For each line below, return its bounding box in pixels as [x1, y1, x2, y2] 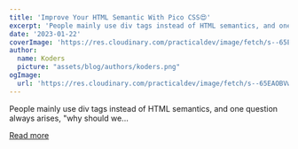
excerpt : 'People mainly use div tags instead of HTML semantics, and [9, 21, 276, 30]
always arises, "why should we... [9, 113, 129, 123]
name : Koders [17, 54, 66, 63]
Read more [9, 129, 50, 140]
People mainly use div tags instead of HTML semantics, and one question [9, 103, 278, 114]
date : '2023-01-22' [9, 29, 82, 38]
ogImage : [9, 71, 42, 80]
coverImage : [9, 37, 53, 47]
